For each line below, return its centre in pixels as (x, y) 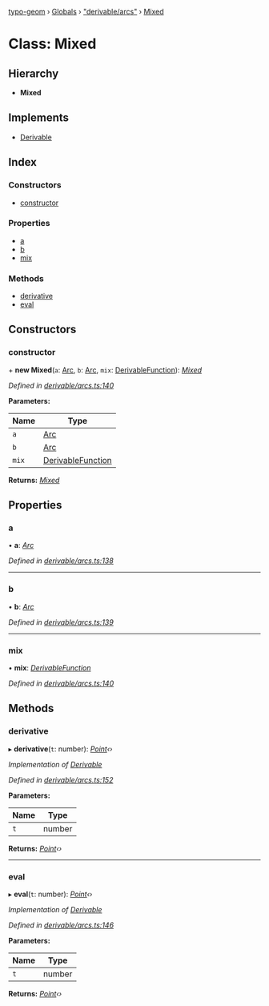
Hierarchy (34, 73)
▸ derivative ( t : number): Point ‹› (60, 749)
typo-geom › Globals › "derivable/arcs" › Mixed (86, 12)
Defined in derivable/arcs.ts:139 (61, 622)
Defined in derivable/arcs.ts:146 (61, 925)
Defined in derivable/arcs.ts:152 (61, 779)
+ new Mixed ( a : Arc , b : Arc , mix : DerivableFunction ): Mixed (105, 370)
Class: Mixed (52, 44)
